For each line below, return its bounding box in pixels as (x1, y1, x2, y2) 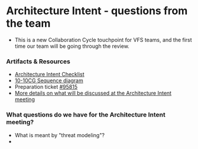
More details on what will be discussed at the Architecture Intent (14, 90, 172, 97)
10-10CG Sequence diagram (14, 77, 84, 84)
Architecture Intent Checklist (14, 71, 85, 78)
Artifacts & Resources (6, 57, 71, 66)
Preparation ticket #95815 (14, 83, 78, 90)
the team (6, 17, 51, 30)
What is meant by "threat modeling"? (14, 131, 105, 138)
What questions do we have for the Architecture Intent (6, 111, 165, 119)
